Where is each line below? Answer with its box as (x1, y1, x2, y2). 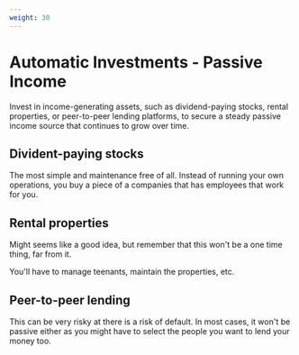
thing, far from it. (9, 249, 72, 259)
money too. (9, 335, 51, 346)
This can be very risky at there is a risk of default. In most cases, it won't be (9, 316, 291, 327)
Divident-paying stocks (9, 146, 144, 161)
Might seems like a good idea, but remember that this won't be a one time (9, 240, 283, 250)
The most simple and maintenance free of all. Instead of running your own (9, 170, 284, 181)
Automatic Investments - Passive (9, 51, 263, 72)
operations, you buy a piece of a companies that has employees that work (9, 179, 285, 190)
